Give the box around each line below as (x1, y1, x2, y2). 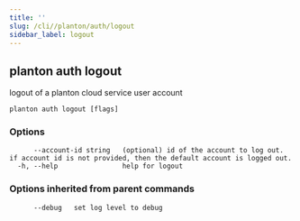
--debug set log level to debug (32, 203, 164, 212)
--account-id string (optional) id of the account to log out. (32, 146, 284, 155)
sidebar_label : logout (9, 30, 95, 39)
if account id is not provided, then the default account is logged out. (9, 154, 293, 163)
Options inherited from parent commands (9, 182, 195, 195)
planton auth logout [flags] (9, 105, 119, 114)
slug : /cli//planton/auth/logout (9, 22, 135, 31)
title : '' (9, 13, 47, 23)
